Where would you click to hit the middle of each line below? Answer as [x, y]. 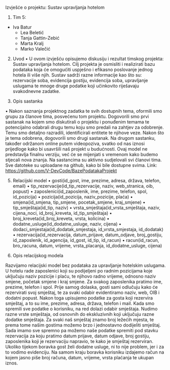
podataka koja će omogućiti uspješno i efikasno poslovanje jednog [83, 69]
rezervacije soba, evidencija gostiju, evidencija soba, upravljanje [80, 80]
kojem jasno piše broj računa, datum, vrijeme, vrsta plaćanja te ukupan [80, 357]
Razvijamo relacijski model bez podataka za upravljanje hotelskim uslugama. [86, 265]
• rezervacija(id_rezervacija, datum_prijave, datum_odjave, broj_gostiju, [88, 235]
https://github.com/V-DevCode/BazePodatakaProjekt [61, 171]
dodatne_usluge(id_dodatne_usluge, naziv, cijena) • [67, 224]
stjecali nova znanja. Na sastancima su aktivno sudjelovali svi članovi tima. [83, 160]
